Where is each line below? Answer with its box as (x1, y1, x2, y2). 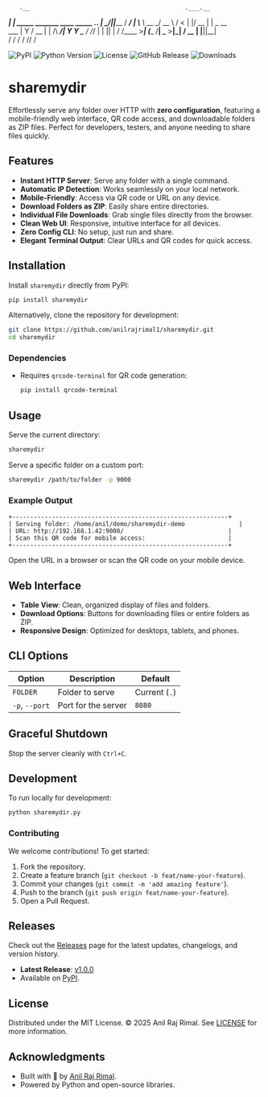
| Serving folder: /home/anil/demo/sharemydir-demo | (8, 520, 243, 528)
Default (141, 673, 171, 684)
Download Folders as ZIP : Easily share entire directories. (19, 201, 209, 211)
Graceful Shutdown (8, 727, 109, 741)
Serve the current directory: (8, 430, 101, 440)
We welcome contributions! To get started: (8, 846, 150, 855)
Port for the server (57, 699, 127, 710)
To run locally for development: (8, 793, 112, 803)
